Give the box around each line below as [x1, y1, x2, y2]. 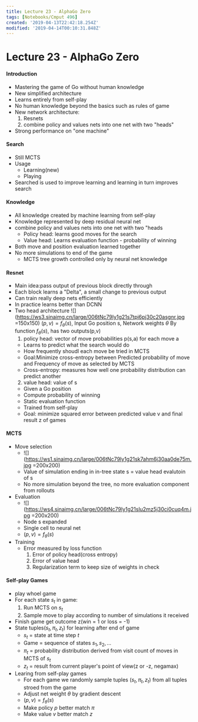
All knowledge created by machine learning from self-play [14, 212, 156, 219]
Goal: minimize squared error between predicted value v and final [23, 410, 183, 417]
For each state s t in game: [14, 596, 78, 605]
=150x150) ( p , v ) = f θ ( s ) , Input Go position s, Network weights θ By [14, 319, 177, 328]
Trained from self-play [23, 404, 78, 411]
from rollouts [23, 487, 55, 494]
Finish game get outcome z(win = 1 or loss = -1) [14, 618, 130, 625]
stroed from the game [23, 684, 77, 691]
